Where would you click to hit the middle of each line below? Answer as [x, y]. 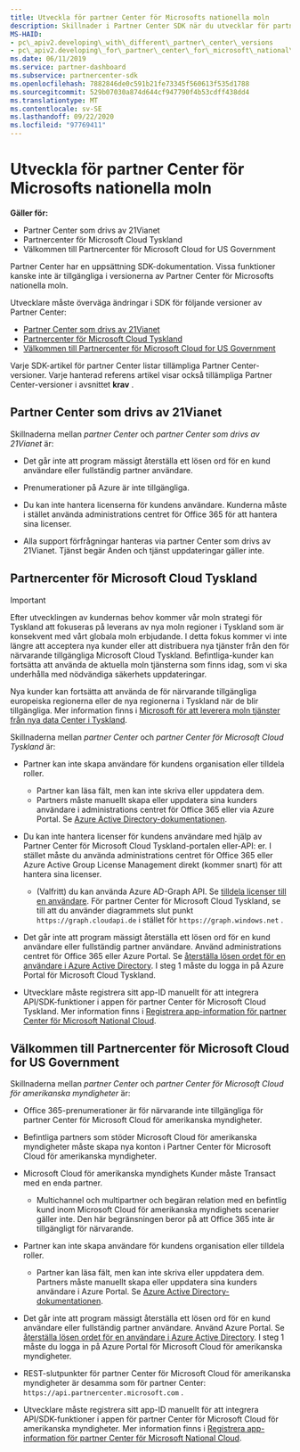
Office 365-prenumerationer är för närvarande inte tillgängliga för [143, 1111]
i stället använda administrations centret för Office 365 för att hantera [150, 514]
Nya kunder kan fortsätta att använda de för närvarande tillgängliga [134, 691]
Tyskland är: [33, 746]
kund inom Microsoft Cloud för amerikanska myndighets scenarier [158, 1210]
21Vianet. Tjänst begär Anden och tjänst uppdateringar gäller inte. [144, 550]
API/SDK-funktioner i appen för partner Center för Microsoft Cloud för [150, 1419]
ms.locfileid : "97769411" [58, 126]
